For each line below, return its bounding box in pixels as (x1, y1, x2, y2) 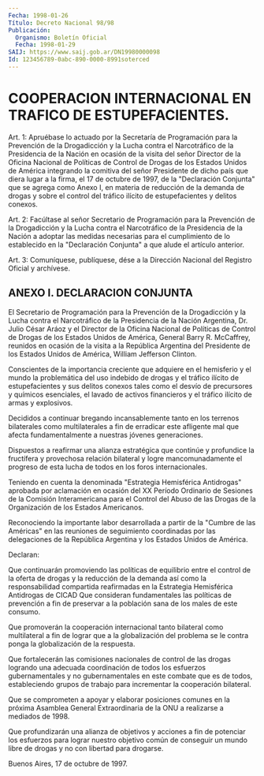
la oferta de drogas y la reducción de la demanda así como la (8, 573, 207, 583)
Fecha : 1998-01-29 (15, 41, 76, 49)
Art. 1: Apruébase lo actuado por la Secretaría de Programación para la (8, 132, 238, 142)
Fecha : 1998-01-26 (8, 11, 69, 20)
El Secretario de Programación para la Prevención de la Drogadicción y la (8, 307, 247, 316)
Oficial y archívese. (8, 263, 71, 273)
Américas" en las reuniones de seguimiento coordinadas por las (8, 526, 216, 535)
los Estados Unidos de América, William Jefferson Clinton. (8, 349, 197, 359)
